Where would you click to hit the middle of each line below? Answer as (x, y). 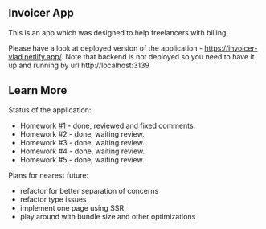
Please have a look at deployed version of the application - (106, 48)
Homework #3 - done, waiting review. (82, 142)
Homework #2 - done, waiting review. (82, 134)
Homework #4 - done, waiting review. (82, 151)
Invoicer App (41, 13)
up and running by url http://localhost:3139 (79, 65)
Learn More (38, 90)
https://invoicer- (231, 48)
